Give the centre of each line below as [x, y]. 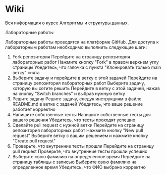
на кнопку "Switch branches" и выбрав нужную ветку [69, 93]
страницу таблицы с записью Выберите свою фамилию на [74, 162]
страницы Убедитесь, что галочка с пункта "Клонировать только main [87, 67]
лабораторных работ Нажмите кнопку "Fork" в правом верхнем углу [85, 62]
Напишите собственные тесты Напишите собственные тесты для [82, 114]
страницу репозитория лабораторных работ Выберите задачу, [79, 83]
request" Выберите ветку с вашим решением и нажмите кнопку [80, 135]
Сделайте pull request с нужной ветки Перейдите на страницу [78, 125]
